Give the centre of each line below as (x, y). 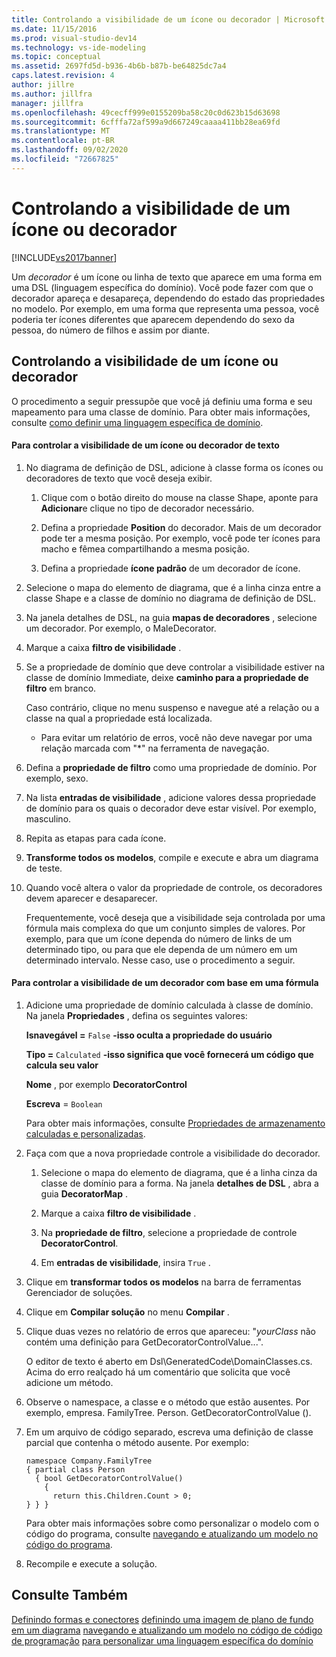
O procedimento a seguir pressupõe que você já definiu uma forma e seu (162, 401)
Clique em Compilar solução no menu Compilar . (127, 1312)
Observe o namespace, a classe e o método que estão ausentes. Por (168, 1402)
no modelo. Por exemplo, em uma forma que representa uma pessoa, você (165, 308)
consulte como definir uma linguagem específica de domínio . (137, 422)
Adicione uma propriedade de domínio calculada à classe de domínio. (169, 1005)
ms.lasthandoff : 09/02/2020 (70, 150)
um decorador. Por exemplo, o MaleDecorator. (121, 628)
